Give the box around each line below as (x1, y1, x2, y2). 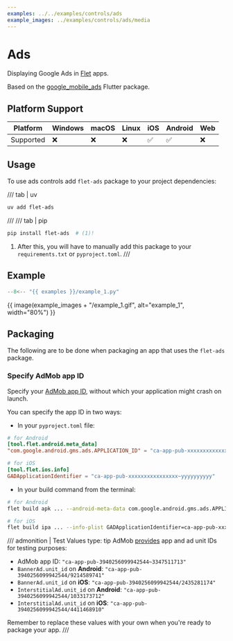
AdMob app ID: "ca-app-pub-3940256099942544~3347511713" (17, 557, 187, 565)
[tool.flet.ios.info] (7, 466, 70, 473)
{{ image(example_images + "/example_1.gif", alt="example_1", (7, 301, 185, 309)
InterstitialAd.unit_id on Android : (17, 586, 123, 594)
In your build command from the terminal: (17, 485, 137, 493)
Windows (51, 123, 85, 133)
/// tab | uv (7, 191, 37, 199)
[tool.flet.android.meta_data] (7, 441, 98, 448)
